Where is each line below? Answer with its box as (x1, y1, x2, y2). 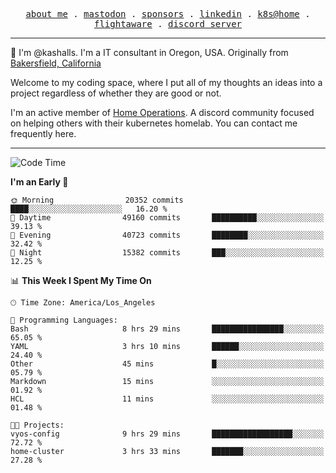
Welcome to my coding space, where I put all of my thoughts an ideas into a (10, 77, 323, 88)
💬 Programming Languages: (10, 315, 118, 325)
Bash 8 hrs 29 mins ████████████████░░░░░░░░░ (10, 324, 325, 334)
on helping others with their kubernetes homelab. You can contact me (10, 117, 298, 129)
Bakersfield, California (10, 57, 102, 69)
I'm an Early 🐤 (10, 176, 69, 188)
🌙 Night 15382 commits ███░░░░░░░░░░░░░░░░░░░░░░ (10, 248, 325, 258)
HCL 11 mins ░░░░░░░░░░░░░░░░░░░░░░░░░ (10, 394, 325, 404)
